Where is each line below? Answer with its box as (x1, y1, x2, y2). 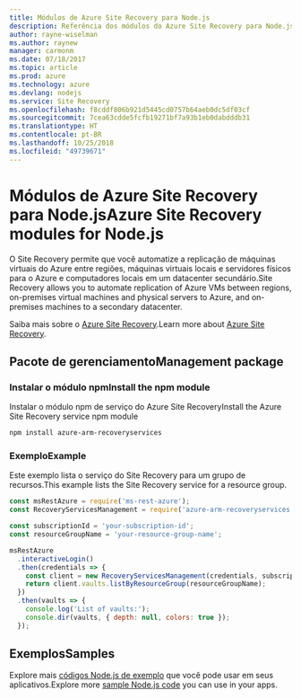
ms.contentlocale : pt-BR (9, 130, 102, 139)
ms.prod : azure (9, 72, 66, 81)
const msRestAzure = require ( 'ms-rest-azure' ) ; (9, 497, 191, 506)
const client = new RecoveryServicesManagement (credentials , (25, 571, 258, 580)
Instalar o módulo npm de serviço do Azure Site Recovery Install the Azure (9, 402, 282, 412)
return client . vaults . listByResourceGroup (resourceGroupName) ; (25, 580, 267, 588)
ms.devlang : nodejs (9, 88, 82, 97)
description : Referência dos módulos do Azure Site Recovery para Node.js (9, 22, 295, 31)
